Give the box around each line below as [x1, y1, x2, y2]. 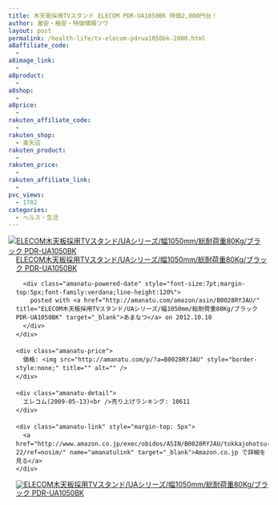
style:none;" [15, 364, 59, 372]
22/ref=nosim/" [15, 448, 66, 456]
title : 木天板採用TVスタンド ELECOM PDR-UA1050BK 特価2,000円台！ [8, 11, 218, 20]
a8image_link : [8, 57, 56, 65]
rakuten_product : [8, 146, 66, 154]
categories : [8, 206, 48, 214]
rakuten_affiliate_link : [8, 176, 91, 185]
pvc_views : [8, 190, 45, 199]
